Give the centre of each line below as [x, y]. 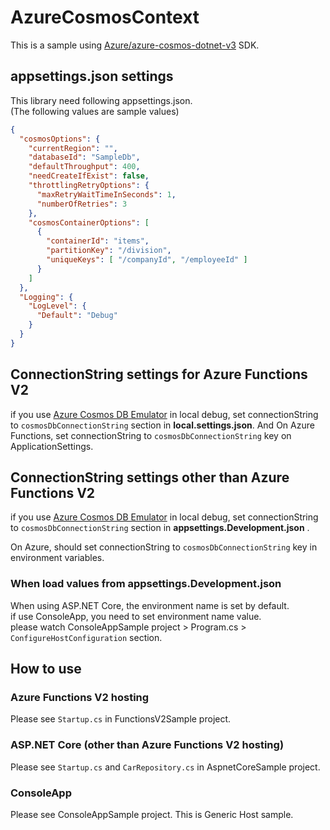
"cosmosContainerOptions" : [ [89, 222]
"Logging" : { [46, 297]
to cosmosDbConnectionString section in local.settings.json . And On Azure [162, 425]
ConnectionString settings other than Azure [150, 477]
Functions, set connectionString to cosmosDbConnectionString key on [151, 435]
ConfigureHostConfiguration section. [86, 637]
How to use [46, 669]
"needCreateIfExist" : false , [89, 176]
